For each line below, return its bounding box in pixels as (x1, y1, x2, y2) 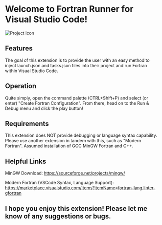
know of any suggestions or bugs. (5, 212, 111, 220)
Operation (5, 82, 37, 90)
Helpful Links (5, 157, 46, 165)
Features (5, 44, 33, 52)
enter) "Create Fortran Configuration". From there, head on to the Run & (5, 100, 149, 106)
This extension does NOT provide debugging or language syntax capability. (5, 132, 158, 138)
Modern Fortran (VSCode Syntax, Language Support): (5, 180, 114, 186)
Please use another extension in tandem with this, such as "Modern (5, 138, 141, 144)
